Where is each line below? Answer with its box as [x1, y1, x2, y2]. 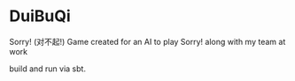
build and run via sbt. [9, 63, 87, 74]
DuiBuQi [9, 6, 71, 26]
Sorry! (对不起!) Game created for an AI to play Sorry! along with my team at [9, 36, 286, 47]
